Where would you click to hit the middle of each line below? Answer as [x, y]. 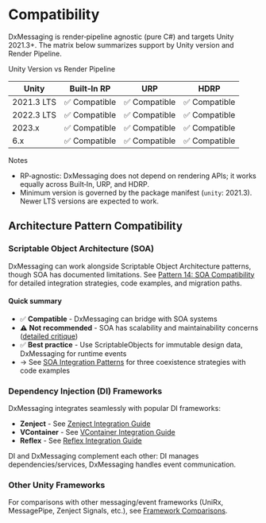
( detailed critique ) [49, 336]
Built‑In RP [90, 88]
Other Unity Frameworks [57, 485]
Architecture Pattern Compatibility [95, 226]
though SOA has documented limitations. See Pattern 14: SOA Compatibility [131, 274]
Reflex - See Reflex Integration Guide [81, 441]
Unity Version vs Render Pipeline [62, 68]
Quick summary [35, 301]
